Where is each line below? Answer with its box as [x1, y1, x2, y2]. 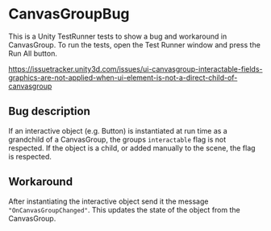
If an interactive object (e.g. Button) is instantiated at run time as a [8, 126, 227, 135]
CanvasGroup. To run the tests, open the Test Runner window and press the [8, 39, 261, 49]
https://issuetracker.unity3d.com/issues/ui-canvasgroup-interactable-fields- [8, 64, 263, 73]
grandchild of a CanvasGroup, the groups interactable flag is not [8, 134, 227, 144]
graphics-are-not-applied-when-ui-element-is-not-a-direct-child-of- [8, 72, 238, 82]
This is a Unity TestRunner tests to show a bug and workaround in [8, 31, 227, 41]
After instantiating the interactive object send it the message [8, 196, 209, 206]
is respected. [8, 151, 52, 161]
